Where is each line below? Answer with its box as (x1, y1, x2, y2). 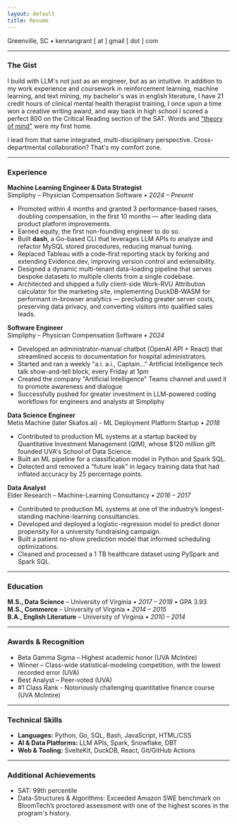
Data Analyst (7, 484, 47, 492)
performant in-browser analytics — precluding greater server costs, (17, 295, 215, 303)
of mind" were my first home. (7, 122, 92, 130)
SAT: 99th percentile (17, 787, 78, 795)
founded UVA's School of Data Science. (17, 447, 133, 456)
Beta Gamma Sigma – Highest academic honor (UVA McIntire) (17, 653, 197, 661)
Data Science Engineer (7, 411, 75, 419)
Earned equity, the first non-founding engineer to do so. (17, 227, 181, 236)
